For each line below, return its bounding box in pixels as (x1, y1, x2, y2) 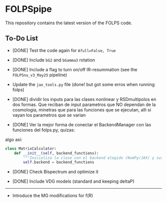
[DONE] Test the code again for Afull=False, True (12, 47, 116, 53)
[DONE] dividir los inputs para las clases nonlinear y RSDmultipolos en (12, 96, 157, 102)
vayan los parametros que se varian (12, 112, 86, 118)
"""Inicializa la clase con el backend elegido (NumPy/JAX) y (23, 155, 155, 160)
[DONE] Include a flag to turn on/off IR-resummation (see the (12, 66, 138, 72)
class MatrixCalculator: (5, 146, 57, 151)
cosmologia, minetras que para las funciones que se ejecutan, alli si (12, 106, 152, 112)
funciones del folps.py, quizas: (12, 127, 76, 133)
